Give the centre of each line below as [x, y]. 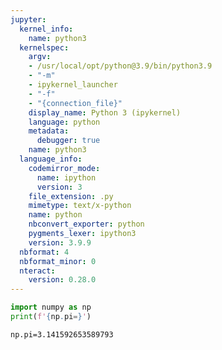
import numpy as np [51, 307]
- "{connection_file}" [75, 103]
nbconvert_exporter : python [86, 224]
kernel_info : [46, 29]
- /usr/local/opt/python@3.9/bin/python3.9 [120, 66]
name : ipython [66, 177]
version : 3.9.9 [60, 242]
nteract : [37, 271]
